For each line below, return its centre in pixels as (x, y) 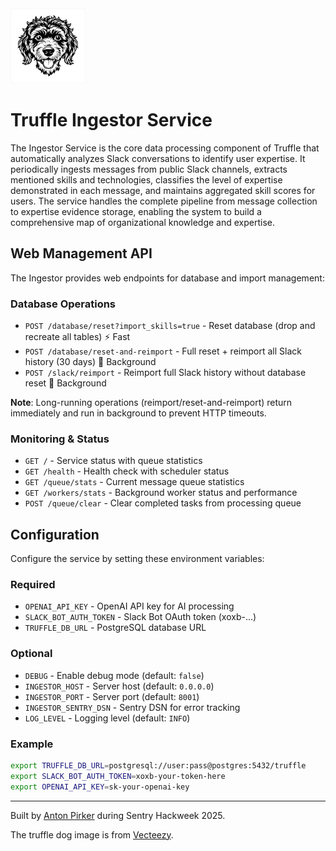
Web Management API (81, 253)
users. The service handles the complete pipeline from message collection (164, 201)
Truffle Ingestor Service (111, 120)
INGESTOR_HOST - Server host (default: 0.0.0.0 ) (119, 686)
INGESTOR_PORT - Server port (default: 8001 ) (112, 696)
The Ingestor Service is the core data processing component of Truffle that (165, 148)
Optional (31, 654)
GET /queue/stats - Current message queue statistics (134, 482)
